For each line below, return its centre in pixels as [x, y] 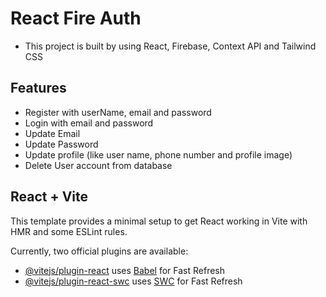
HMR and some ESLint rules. [69, 231]
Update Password [61, 144]
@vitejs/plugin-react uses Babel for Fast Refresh [125, 270]
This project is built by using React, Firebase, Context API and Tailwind [170, 46]
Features [38, 88]
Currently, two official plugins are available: [99, 251]
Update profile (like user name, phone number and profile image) [158, 154]
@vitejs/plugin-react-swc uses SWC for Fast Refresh [133, 281]
